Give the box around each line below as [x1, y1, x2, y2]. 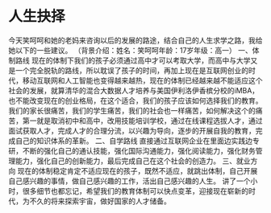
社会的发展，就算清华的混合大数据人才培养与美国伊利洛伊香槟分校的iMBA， [8, 85, 260, 95]
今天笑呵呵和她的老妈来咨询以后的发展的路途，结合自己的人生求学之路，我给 [8, 35, 263, 45]
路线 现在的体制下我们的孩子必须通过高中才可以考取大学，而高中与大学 [15, 55, 251, 65]
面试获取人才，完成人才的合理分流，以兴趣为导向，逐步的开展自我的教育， [8, 125, 256, 135]
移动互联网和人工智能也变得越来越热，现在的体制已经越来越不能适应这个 [22, 76, 263, 85]
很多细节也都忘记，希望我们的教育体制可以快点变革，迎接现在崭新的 [22, 186, 248, 195]
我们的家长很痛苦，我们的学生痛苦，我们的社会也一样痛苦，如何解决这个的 [8, 105, 256, 115]
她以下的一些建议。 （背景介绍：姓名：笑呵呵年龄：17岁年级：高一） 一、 [8, 45, 252, 55]
